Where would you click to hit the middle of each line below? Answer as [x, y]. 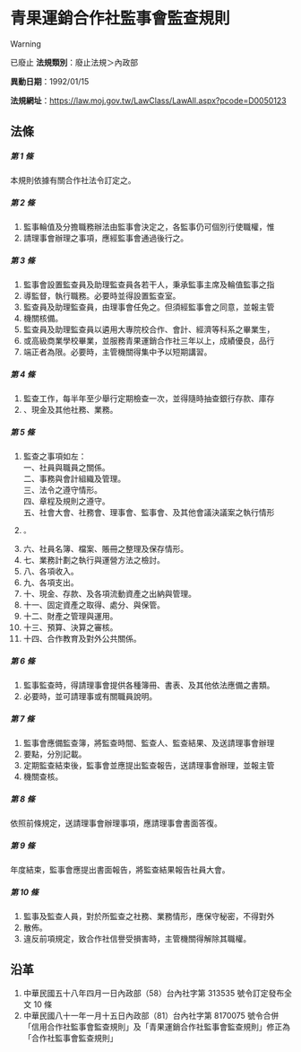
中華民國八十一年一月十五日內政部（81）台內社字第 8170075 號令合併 [151, 1015]
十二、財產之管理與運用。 [70, 617]
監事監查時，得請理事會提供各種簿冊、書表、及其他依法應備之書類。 [149, 685]
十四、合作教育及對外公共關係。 [82, 639]
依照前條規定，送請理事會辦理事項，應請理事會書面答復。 [116, 823]
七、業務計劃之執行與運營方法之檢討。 [94, 560]
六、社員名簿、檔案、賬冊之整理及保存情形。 [106, 549]
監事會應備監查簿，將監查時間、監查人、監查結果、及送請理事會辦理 [149, 743]
